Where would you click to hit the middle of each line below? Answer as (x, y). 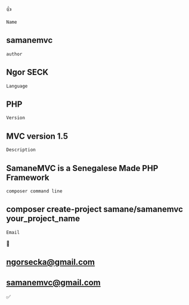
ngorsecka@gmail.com (51, 262)
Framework (28, 177)
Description (21, 150)
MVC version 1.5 (37, 136)
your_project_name (43, 219)
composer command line (34, 191)
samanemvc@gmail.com (54, 282)
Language (17, 86)
